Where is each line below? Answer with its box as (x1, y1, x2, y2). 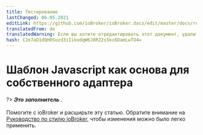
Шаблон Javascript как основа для (6, 63, 190, 77)
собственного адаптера (6, 76, 133, 90)
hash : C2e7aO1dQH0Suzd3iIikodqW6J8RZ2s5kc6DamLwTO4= (6, 37, 142, 43)
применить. (6, 122, 37, 129)
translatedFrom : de (6, 25, 56, 32)
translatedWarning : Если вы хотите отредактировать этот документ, (6, 31, 180, 38)
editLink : (6, 20, 31, 26)
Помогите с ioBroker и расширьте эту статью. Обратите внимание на (6, 108, 185, 116)
